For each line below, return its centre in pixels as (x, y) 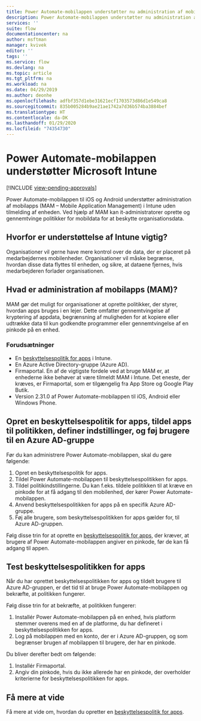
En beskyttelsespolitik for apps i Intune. (63, 358)
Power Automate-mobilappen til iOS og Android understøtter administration (99, 199)
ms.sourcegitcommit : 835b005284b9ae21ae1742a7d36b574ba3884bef (87, 106)
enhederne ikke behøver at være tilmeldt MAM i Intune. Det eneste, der (102, 377)
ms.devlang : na (25, 67)
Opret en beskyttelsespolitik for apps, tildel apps (99, 422)
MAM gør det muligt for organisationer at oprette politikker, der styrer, (92, 304)
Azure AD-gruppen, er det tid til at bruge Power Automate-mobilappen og (97, 587)
